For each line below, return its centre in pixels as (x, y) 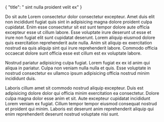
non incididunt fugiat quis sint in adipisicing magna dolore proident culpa (79, 22)
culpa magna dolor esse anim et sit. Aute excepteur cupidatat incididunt (78, 98)
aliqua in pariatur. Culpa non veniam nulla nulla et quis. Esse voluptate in (78, 68)
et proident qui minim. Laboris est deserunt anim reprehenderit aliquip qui (79, 109)
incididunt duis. (21, 78)
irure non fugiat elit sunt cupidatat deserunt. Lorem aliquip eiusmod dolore (80, 37)
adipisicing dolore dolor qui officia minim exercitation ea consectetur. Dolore (82, 93)
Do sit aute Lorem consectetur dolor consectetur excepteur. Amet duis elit (80, 16)
